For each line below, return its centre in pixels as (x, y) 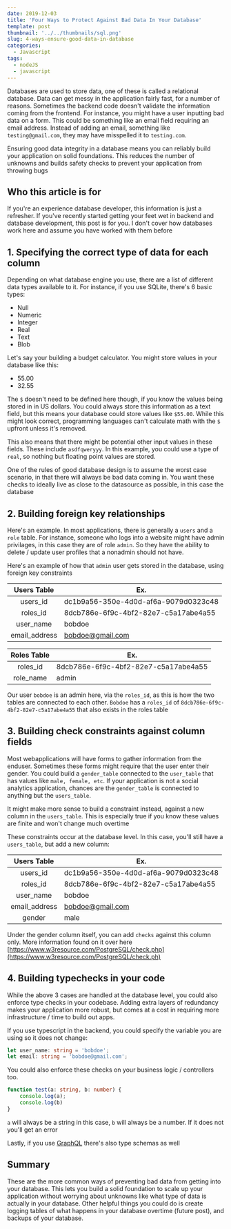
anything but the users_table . (49, 795)
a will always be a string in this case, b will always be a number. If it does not (115, 1122)
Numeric (29, 315)
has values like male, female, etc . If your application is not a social (103, 780)
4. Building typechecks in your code (86, 978)
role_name (30, 678)
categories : (24, 46)
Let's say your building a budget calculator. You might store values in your (112, 358)
